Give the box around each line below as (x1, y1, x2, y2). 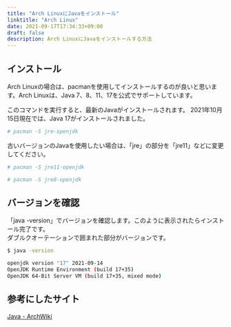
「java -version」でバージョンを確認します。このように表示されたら (7, 216, 201, 224)
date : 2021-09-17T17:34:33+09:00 (7, 23, 103, 30)
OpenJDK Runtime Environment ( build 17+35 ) (7, 266, 134, 273)
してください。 (7, 149, 50, 158)
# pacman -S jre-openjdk (7, 128, 79, 135)
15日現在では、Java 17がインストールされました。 (7, 114, 150, 123)
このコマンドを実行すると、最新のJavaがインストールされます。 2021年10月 (7, 105, 223, 114)
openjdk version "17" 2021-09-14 (7, 260, 103, 267)
